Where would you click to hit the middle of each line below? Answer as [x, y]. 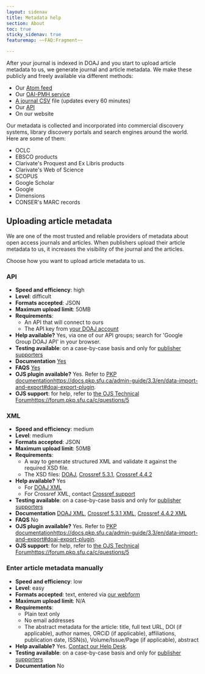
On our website [34, 114]
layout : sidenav [27, 12]
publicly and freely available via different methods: [70, 76]
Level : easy [30, 588]
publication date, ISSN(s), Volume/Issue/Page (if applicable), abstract [111, 640]
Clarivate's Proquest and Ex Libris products [70, 163]
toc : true [19, 29]
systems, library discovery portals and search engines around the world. [97, 132]
